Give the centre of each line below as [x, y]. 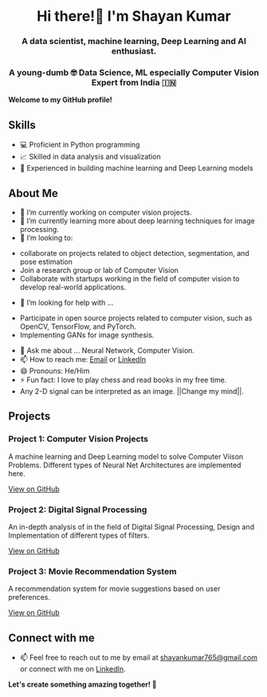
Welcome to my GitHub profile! [61, 100]
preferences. [29, 597]
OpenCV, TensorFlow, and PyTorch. [78, 327]
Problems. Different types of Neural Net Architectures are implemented [125, 465]
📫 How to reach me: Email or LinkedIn [82, 360]
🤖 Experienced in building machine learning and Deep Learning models [136, 168]
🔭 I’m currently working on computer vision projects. [106, 213]
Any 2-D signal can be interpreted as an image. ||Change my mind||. [132, 392]
